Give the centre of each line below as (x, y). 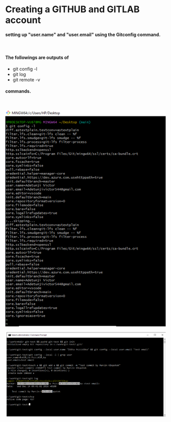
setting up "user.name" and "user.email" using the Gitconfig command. (83, 35)
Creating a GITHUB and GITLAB (73, 9)
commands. (18, 91)
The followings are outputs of (37, 57)
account (23, 20)
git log (19, 74)
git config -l (25, 69)
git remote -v (26, 79)
